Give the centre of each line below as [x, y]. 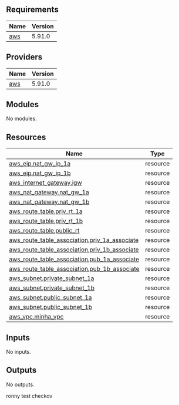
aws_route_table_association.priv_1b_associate [74, 250]
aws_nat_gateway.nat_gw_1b [49, 202]
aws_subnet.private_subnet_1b [52, 288]
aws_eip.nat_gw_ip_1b [40, 173]
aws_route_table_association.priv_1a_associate [74, 240]
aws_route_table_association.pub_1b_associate [74, 269]
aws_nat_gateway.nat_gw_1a [49, 192]
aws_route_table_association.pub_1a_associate [74, 260]
